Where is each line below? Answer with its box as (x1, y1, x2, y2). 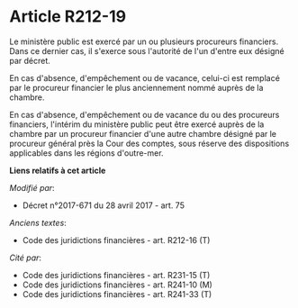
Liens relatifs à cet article (9, 165, 106, 176)
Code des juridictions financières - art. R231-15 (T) (22, 269, 211, 280)
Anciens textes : (9, 217, 68, 228)
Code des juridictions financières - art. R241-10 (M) (22, 279, 213, 290)
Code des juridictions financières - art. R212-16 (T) (22, 234, 211, 245)
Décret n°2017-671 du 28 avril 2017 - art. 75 (22, 200, 185, 211)
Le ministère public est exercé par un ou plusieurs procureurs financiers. (9, 36, 279, 47)
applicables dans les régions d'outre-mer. (9, 147, 164, 159)
